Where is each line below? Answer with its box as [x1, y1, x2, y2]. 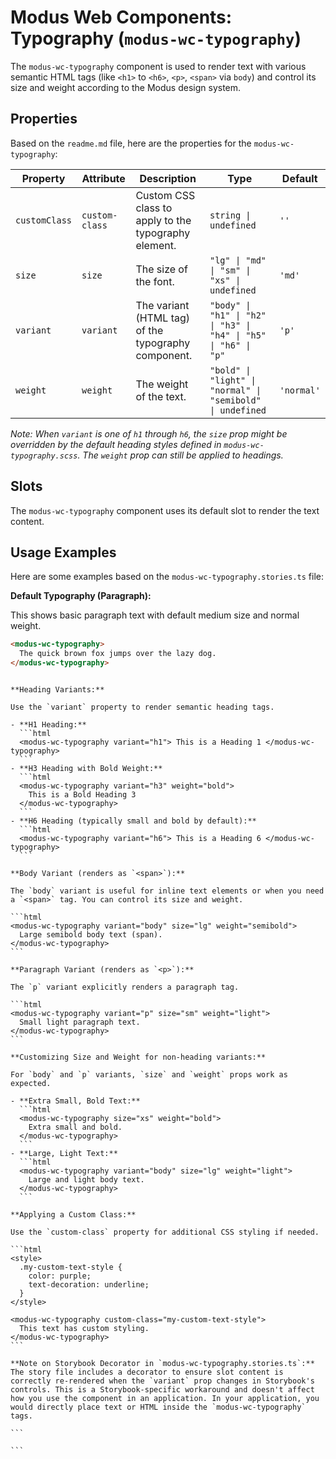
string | [209, 209, 252, 221]
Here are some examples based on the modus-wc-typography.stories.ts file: [10, 571, 324, 583]
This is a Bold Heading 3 [28, 790, 137, 800]
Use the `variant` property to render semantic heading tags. [10, 702, 275, 712]
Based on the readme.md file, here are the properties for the [10, 137, 252, 149]
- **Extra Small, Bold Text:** [10, 1096, 141, 1106]
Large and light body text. [28, 1175, 145, 1185]
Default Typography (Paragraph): [10, 590, 152, 602]
